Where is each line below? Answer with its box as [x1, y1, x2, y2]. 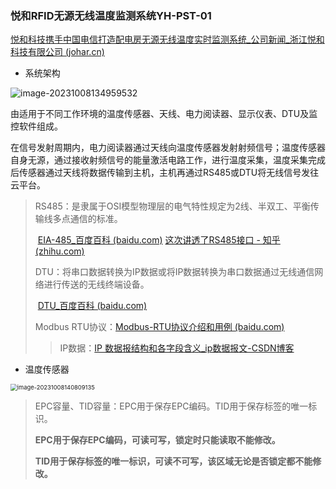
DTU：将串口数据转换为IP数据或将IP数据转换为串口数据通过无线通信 [34, 266, 315, 278]
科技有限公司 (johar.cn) [10, 46, 105, 58]
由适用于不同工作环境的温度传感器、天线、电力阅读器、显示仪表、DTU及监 [10, 108, 318, 120]
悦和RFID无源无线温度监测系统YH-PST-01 [10, 8, 212, 22]
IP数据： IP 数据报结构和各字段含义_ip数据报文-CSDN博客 [59, 342, 295, 354]
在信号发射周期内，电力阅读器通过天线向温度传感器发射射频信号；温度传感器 [10, 142, 326, 154]
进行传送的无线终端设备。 [43, 278, 150, 291]
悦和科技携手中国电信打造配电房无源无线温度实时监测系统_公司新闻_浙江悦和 [10, 33, 325, 46]
